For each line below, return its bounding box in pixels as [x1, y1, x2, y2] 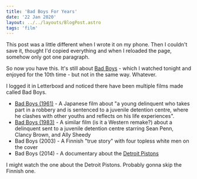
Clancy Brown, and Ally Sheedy [14, 131, 91, 139]
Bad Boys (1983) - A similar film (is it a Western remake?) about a [14, 119, 172, 126]
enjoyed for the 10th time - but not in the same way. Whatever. [6, 71, 157, 78]
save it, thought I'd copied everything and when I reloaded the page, [6, 48, 172, 55]
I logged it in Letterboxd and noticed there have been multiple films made [6, 83, 183, 90]
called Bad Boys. [6, 89, 47, 96]
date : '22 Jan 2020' [6, 14, 57, 20]
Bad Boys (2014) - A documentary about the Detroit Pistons [14, 150, 159, 157]
